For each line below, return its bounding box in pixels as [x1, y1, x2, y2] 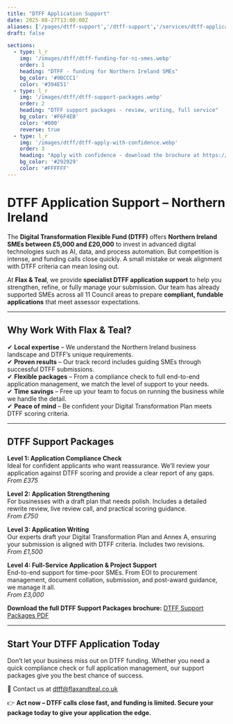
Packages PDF [7, 611, 49, 620]
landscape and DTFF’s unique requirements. [7, 350, 134, 359]
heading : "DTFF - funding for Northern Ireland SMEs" [19, 67, 178, 75]
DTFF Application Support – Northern [7, 195, 225, 211]
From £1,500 [7, 548, 43, 556]
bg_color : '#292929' [19, 158, 79, 165]
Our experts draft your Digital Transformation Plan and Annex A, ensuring [7, 533, 216, 541]
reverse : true [19, 126, 60, 133]
